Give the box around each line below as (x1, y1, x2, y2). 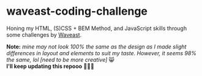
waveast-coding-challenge (6, 4, 148, 18)
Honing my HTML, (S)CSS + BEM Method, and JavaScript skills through (6, 25, 187, 32)
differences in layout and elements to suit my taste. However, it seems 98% (6, 49, 197, 56)
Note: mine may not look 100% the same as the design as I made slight (6, 43, 187, 50)
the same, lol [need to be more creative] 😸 (6, 56, 115, 63)
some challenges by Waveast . (6, 31, 82, 38)
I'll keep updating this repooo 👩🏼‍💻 (6, 63, 95, 70)
